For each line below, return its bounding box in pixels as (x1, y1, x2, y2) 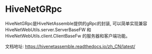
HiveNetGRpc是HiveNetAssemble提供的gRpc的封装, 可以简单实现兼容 (5, 20, 148, 26)
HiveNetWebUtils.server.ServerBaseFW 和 (5, 26, 92, 33)
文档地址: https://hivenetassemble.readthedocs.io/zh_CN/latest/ (5, 43, 135, 49)
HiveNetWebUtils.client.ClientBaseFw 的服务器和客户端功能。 (5, 33, 130, 39)
